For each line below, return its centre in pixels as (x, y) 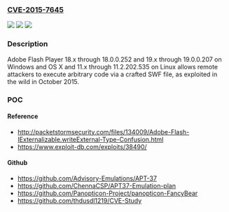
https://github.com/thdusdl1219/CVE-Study (79, 200)
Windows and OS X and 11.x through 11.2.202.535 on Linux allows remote (113, 66)
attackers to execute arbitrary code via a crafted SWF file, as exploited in (112, 74)
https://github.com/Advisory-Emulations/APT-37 (87, 178)
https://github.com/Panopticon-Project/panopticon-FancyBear (107, 193)
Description (28, 44)
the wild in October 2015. (43, 81)
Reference (23, 116)
